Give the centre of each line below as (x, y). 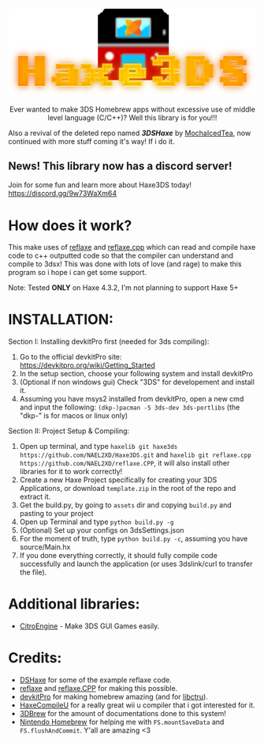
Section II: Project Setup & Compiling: (69, 431)
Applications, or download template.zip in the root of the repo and (128, 488)
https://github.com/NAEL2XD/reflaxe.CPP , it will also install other (125, 463)
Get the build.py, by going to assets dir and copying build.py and (126, 505)
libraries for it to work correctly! (71, 472)
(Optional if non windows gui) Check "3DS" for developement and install (137, 382)
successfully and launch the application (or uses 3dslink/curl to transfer (136, 564)
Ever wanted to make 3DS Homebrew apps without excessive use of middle (132, 109)
